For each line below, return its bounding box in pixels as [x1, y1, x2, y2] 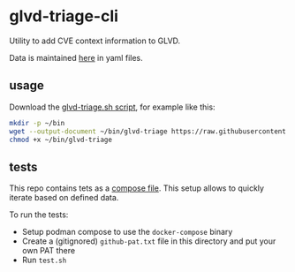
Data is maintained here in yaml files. [9, 52, 143, 63]
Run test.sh [21, 254, 67, 266]
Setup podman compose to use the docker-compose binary [21, 227, 233, 238]
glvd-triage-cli [9, 6, 119, 26]
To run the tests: [9, 209, 69, 220]
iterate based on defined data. [9, 193, 119, 203]
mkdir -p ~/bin [9, 118, 65, 127]
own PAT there [21, 246, 76, 256]
